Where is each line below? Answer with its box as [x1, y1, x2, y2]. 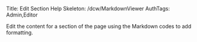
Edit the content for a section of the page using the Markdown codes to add [6, 23, 192, 30]
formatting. [6, 29, 34, 36]
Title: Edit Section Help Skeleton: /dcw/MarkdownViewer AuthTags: [6, 5, 170, 12]
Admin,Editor [6, 11, 38, 18]
